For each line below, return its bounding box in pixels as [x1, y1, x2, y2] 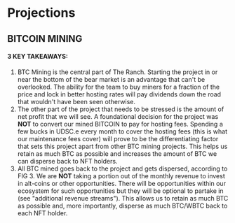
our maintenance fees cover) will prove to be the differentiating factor [17, 134, 219, 143]
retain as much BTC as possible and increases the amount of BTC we [17, 149, 217, 158]
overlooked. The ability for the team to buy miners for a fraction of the [17, 82, 220, 91]
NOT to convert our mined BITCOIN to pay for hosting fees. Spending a [17, 120, 223, 128]
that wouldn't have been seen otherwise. [17, 97, 135, 106]
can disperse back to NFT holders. [17, 157, 118, 165]
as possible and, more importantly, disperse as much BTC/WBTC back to [17, 201, 228, 210]
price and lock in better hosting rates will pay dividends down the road [17, 89, 222, 99]
